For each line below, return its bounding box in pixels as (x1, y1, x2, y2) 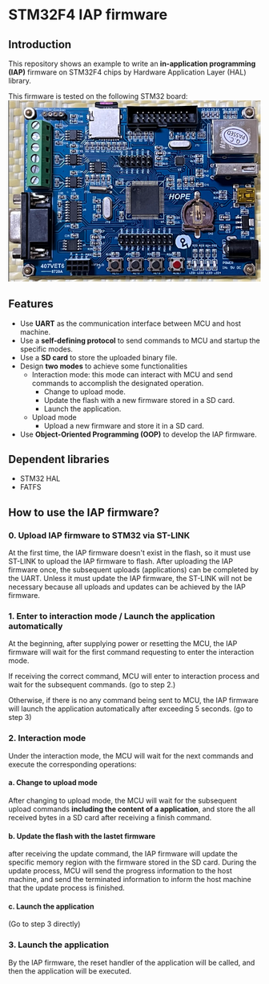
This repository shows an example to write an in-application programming (8, 59, 256, 68)
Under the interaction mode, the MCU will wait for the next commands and (8, 750, 254, 760)
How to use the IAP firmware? (8, 506, 160, 519)
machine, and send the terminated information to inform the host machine (8, 875, 252, 884)
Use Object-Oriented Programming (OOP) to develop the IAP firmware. (19, 429, 258, 439)
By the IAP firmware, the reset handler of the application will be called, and (8, 958, 255, 967)
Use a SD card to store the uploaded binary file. (19, 352, 178, 362)
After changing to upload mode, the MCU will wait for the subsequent (8, 795, 238, 805)
